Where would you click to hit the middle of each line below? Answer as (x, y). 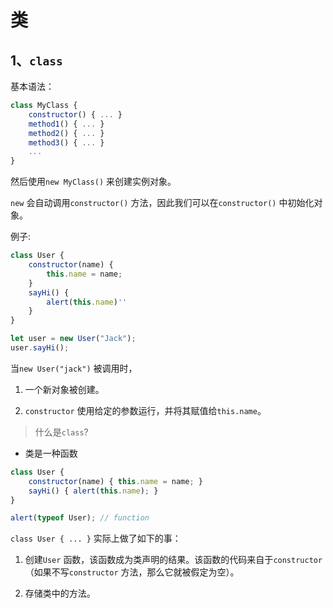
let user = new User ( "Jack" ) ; (73, 339)
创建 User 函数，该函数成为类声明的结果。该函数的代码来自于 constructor (173, 560)
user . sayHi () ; (40, 348)
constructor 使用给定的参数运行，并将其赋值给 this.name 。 (145, 410)
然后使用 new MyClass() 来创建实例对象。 (93, 182)
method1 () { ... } (66, 124)
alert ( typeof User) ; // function (80, 518)
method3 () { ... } (66, 142)
